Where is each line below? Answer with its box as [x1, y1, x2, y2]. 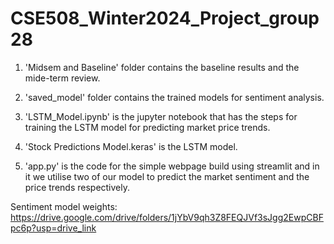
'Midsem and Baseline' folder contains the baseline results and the [24, 61, 300, 73]
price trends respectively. [24, 181, 131, 193]
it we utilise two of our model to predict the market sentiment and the [24, 170, 310, 182]
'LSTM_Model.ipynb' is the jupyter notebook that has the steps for [24, 110, 298, 122]
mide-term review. [24, 72, 101, 84]
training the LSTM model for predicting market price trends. [24, 121, 271, 133]
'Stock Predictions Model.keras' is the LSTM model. [24, 140, 238, 152]
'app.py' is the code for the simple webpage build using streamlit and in [24, 160, 320, 172]
